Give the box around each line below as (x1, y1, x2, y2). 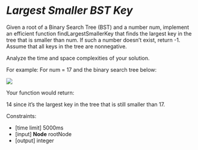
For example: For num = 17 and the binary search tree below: (6, 66, 157, 73)
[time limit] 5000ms (14, 124, 64, 131)
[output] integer (14, 137, 54, 144)
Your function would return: (6, 89, 75, 96)
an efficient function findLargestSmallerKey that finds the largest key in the (6, 30, 192, 37)
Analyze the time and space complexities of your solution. (6, 54, 150, 61)
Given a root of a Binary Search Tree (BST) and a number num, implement (6, 23, 190, 31)
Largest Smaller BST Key (6, 4, 134, 17)
